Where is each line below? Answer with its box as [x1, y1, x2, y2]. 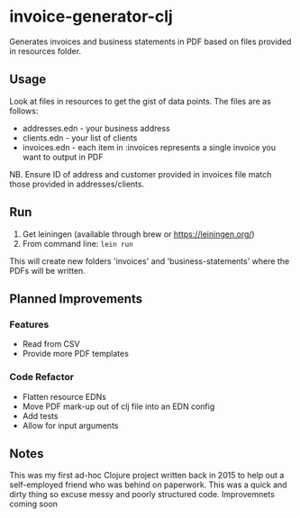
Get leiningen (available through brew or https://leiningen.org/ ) [22, 228, 255, 240]
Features [9, 318, 50, 331]
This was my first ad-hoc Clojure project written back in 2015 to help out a [9, 470, 285, 481]
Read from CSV [22, 339, 80, 350]
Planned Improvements [9, 291, 142, 306]
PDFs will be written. [9, 265, 86, 276]
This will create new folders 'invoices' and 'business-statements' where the [9, 255, 290, 267]
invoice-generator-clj [9, 6, 173, 27]
